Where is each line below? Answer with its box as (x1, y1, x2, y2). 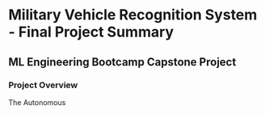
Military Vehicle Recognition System (8, 6, 258, 24)
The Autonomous (8, 97, 66, 107)
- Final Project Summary (8, 23, 175, 41)
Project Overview (8, 79, 78, 91)
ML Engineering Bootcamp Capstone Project (8, 55, 237, 69)
